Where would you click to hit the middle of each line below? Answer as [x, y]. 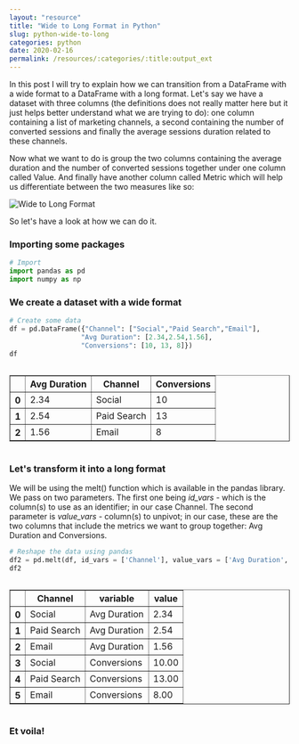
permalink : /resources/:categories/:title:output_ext [111, 59]
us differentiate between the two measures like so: [102, 187]
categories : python [45, 42]
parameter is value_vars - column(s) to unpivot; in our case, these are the [144, 516]
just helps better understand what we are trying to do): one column [132, 113]
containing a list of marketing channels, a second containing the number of [147, 122]
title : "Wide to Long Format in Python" [85, 26]
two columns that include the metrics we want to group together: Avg [136, 526]
